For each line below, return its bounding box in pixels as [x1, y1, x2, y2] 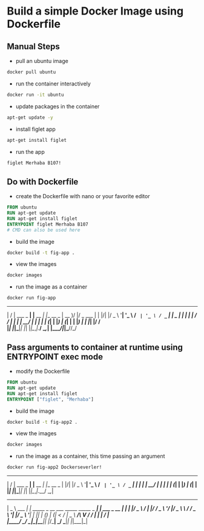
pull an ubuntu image [15, 58, 68, 64]
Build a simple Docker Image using [7, 4, 184, 18]
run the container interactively [15, 80, 91, 87]
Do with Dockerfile [7, 176, 79, 187]
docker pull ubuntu [7, 69, 56, 75]
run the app [15, 148, 45, 155]
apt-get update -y [7, 114, 53, 121]
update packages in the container [15, 102, 100, 110]
